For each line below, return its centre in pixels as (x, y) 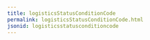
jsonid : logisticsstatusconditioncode (63, 26)
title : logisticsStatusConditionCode (62, 13)
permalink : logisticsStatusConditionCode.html (75, 20)
